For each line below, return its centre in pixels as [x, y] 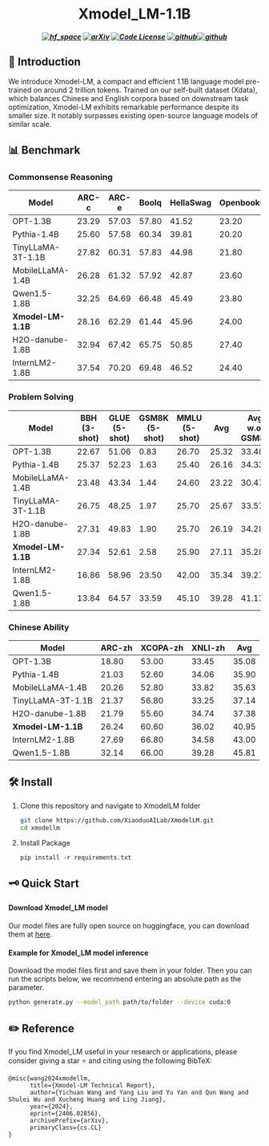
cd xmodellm [40, 828]
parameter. [26, 988]
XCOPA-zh [162, 647]
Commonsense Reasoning [61, 177]
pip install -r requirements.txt [76, 858]
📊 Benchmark [44, 150]
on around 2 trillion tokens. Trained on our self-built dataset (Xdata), [145, 90]
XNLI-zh [208, 647]
